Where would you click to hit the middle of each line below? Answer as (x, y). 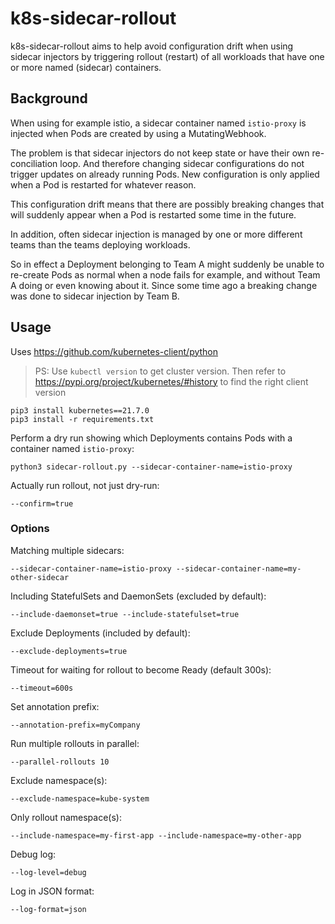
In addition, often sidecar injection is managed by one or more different (156, 234)
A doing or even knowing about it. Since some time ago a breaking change (164, 285)
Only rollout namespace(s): (66, 817)
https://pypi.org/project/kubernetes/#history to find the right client (171, 381)
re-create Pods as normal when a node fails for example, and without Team (165, 274)
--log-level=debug (48, 872)
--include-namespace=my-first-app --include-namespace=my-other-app (156, 835)
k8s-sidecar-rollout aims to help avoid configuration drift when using (152, 46)
